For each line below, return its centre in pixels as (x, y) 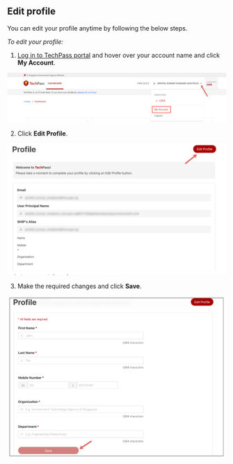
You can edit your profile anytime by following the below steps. (97, 28)
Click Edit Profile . (42, 133)
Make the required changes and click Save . (80, 286)
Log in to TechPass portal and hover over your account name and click (119, 55)
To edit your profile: (35, 42)
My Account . (36, 63)
